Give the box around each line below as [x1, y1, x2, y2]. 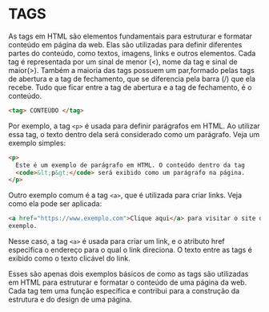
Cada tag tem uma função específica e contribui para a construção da [8, 286, 240, 296]
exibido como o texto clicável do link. [8, 253, 130, 263]
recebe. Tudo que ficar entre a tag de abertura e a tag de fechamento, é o [8, 82, 252, 92]
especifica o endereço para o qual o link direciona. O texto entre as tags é [8, 245, 252, 255]
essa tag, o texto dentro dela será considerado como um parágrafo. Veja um [8, 129, 260, 139]
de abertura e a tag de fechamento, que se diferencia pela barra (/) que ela [8, 74, 256, 83]
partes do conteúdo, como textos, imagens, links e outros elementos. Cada [8, 48, 256, 58]
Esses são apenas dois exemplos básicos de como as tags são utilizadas [8, 269, 249, 279]
